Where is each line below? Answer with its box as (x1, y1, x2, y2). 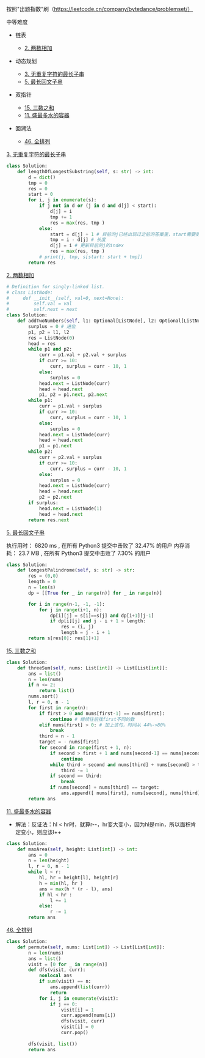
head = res (28, 340, 56, 347)
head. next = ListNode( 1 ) (38, 505, 103, 512)
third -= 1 (60, 767, 88, 773)
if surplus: (28, 500, 59, 506)
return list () (38, 688, 75, 694)
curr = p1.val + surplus (38, 403, 103, 409)
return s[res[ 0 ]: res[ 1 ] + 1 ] (28, 635, 99, 641)
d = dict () (28, 174, 56, 181)
